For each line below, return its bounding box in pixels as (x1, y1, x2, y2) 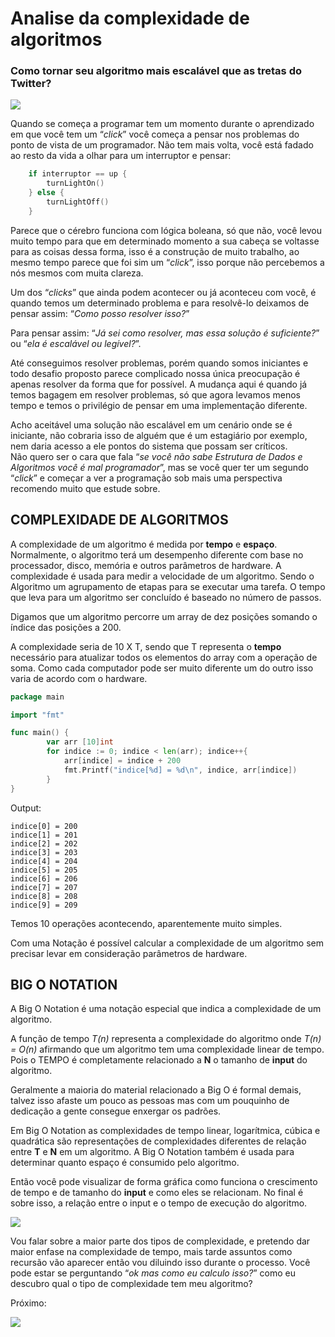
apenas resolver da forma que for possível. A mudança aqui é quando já (10, 378, 308, 390)
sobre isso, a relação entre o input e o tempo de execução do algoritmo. (10, 1197, 308, 1209)
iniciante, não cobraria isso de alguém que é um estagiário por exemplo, (10, 429, 308, 441)
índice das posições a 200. (10, 621, 122, 633)
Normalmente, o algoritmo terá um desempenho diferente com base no (10, 548, 304, 561)
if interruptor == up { (28, 169, 128, 179)
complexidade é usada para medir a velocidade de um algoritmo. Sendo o (10, 570, 315, 582)
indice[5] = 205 (10, 865, 78, 875)
